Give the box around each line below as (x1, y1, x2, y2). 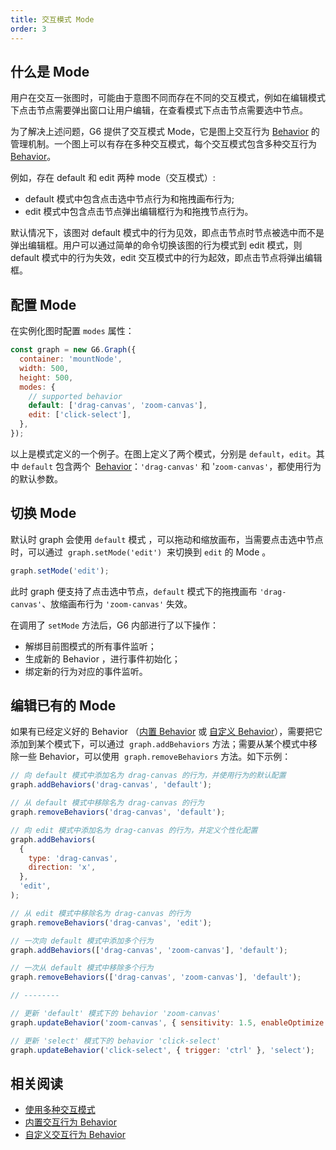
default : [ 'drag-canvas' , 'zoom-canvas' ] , (28, 401, 208, 411)
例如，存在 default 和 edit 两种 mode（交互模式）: (10, 172, 216, 184)
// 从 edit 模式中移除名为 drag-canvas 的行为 (10, 908, 192, 918)
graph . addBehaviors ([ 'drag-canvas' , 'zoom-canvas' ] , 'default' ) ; (10, 945, 288, 955)
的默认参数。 (10, 472, 63, 485)
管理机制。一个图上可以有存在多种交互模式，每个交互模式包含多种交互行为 (10, 138, 317, 150)
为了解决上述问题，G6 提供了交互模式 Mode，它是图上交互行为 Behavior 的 (10, 126, 320, 138)
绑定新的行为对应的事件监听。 (24, 665, 148, 677)
